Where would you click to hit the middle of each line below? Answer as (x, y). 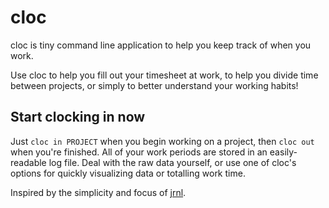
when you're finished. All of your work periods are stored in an (139, 152)
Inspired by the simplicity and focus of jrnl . (98, 192)
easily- (283, 152)
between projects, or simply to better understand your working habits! (154, 85)
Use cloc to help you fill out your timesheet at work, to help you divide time (164, 75)
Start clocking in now (78, 117)
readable (28, 162)
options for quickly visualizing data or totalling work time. (128, 173)
